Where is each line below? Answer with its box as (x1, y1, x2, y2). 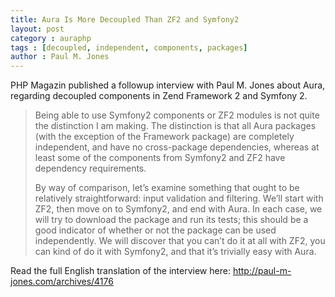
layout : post (10, 24, 65, 34)
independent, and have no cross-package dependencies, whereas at (34, 141, 320, 153)
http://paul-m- (232, 265, 292, 277)
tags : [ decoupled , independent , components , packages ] (10, 42, 248, 53)
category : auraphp (10, 33, 92, 43)
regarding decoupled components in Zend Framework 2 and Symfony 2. (10, 90, 308, 102)
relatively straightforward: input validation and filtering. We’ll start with (34, 192, 324, 205)
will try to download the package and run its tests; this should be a (34, 214, 309, 226)
